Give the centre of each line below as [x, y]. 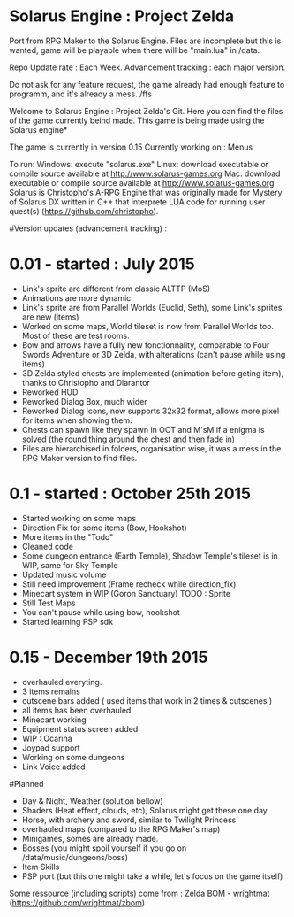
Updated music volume [64, 574]
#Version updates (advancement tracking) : [88, 228]
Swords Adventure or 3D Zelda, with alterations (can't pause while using [154, 354]
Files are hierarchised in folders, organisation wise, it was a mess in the [151, 448]
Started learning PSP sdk [67, 621]
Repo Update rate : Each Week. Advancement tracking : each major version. [147, 67]
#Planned [26, 783]
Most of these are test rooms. [75, 335]
